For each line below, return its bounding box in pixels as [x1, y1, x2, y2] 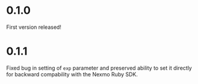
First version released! [6, 23, 62, 31]
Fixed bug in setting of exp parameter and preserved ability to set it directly [6, 64, 193, 71]
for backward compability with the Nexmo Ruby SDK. [6, 70, 138, 78]
